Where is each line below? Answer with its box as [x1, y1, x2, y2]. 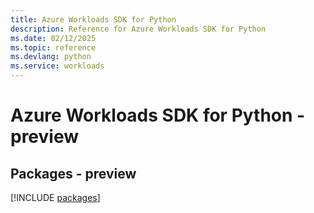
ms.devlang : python [10, 52, 92, 62]
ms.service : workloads [10, 61, 105, 71]
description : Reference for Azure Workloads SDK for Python [10, 24, 267, 34]
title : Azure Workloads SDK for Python [10, 14, 177, 25]
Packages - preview [10, 165, 137, 182]
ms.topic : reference [10, 42, 97, 53]
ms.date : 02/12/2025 [10, 33, 97, 43]
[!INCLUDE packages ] [10, 192, 101, 203]
